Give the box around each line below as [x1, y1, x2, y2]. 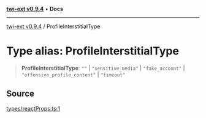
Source [6, 89, 35, 99]
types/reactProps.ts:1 [6, 105, 60, 112]
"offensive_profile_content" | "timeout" [21, 70, 126, 78]
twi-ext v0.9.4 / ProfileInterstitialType [6, 23, 101, 30]
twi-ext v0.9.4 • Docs [6, 6, 63, 12]
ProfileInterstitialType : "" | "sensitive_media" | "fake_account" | [21, 64, 185, 72]
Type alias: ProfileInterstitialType [6, 44, 180, 58]
